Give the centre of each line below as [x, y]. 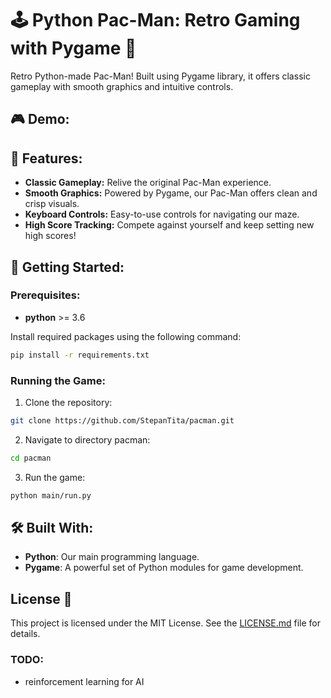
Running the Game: [58, 380]
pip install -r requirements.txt [80, 355]
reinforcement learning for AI [84, 681]
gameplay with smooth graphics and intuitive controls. [122, 86]
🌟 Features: [46, 158]
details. [25, 634]
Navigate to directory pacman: [87, 439]
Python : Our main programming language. [112, 557]
